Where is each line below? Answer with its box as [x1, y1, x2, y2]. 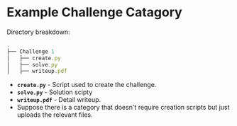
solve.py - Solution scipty [16, 88, 93, 96]
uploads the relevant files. [16, 110, 93, 119]
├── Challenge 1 [6, 47, 55, 55]
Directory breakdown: [6, 28, 70, 36]
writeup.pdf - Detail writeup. [16, 96, 101, 104]
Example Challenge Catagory [6, 4, 182, 21]
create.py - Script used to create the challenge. [16, 81, 157, 89]
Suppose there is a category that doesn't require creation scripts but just [16, 103, 230, 112]
